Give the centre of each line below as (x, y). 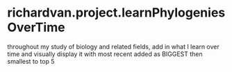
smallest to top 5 (31, 61)
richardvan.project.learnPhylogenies (116, 13)
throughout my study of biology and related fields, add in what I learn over (114, 46)
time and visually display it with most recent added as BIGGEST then (105, 54)
